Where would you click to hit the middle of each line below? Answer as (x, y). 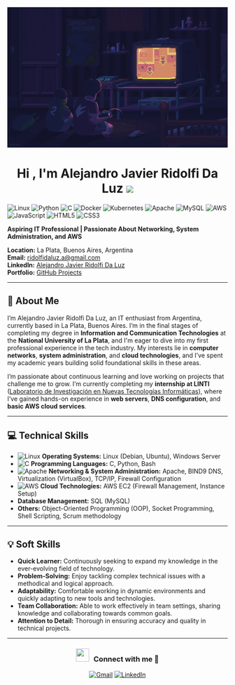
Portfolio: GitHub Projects (45, 272)
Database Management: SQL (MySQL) (74, 500)
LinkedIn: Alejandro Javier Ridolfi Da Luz (66, 265)
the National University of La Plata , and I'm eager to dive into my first (108, 340)
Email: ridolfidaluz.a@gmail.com (54, 257)
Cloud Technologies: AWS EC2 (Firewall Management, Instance (133, 486)
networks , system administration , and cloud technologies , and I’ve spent (115, 355)
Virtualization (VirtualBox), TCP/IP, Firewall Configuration (99, 478)
